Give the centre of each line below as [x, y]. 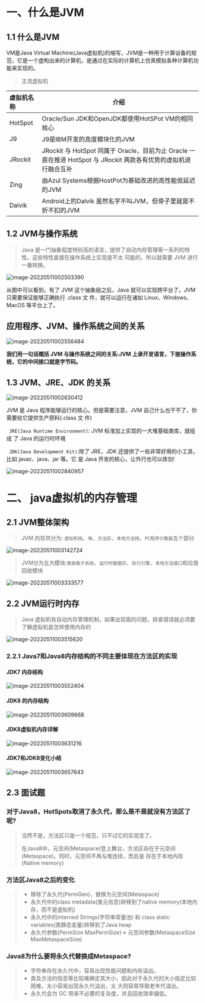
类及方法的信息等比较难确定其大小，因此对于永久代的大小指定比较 [113, 979]
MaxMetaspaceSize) [56, 939]
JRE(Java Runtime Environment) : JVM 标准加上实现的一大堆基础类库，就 [99, 431]
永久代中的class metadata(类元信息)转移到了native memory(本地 [111, 902]
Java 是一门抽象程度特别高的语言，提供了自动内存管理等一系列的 [103, 250]
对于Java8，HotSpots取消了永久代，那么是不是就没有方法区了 [99, 812]
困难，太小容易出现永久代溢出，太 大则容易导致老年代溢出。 [106, 986]
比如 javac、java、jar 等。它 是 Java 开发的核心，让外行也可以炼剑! [91, 459]
